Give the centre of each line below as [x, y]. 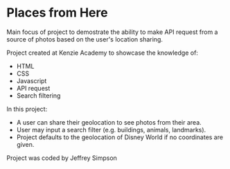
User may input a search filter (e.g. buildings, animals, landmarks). [111, 130]
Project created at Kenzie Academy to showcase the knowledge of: [103, 53]
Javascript [32, 80]
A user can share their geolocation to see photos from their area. [109, 122]
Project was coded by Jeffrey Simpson [62, 158]
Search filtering [38, 96]
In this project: [27, 109]
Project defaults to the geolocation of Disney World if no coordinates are [120, 137]
